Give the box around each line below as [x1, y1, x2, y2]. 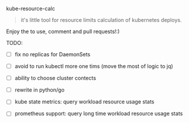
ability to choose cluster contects [14, 75, 97, 82]
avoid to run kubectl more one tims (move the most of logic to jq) [14, 63, 174, 70]
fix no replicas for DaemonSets [14, 51, 91, 58]
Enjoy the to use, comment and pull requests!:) [6, 28, 120, 35]
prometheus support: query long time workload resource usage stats [14, 110, 183, 117]
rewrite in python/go [14, 86, 65, 93]
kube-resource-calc [6, 5, 55, 12]
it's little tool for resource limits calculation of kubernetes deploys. [20, 17, 182, 23]
